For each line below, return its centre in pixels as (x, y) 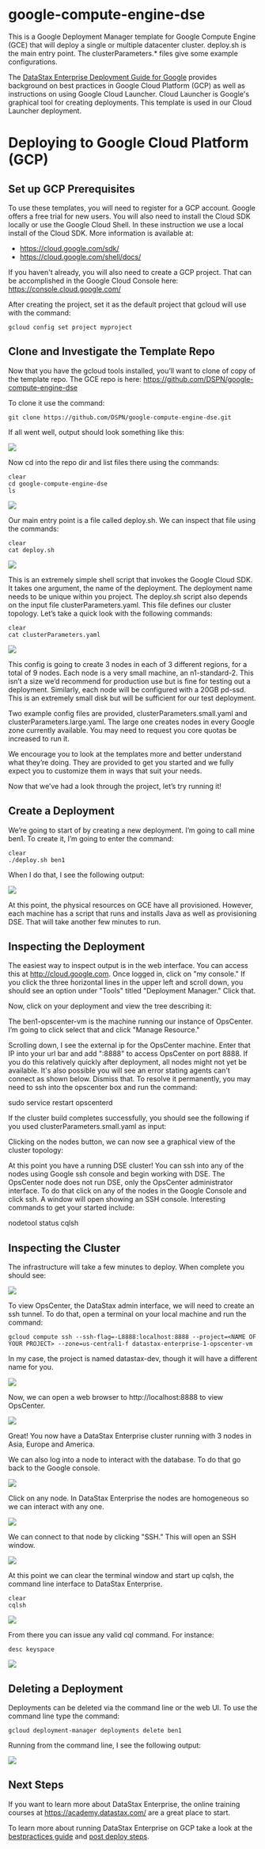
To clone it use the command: (57, 402)
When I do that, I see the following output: (76, 875)
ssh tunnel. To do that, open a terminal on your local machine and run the (127, 1314)
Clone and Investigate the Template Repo (112, 351)
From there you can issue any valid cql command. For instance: (112, 1635)
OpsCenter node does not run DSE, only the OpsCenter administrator (121, 1183)
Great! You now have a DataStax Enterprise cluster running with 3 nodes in (130, 1436)
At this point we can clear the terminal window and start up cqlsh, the (121, 1576)
